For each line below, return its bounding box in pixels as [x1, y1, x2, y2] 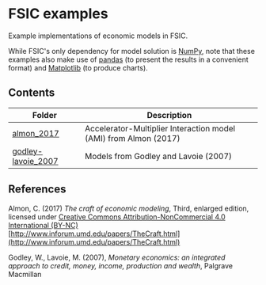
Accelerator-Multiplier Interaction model [84, 123, 236, 134]
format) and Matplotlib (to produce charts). [8, 63, 148, 72]
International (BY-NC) [8, 220, 79, 230]
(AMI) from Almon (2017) [84, 132, 180, 143]
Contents [8, 86, 55, 100]
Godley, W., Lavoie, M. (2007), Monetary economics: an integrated [8, 253, 226, 262]
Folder [32, 109, 57, 120]
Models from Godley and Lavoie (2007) [84, 150, 232, 161]
